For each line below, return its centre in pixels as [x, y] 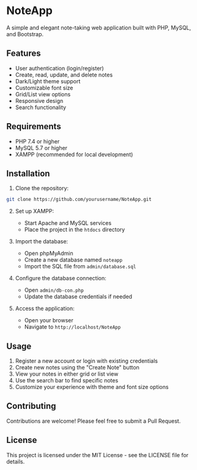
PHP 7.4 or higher [37, 141]
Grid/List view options [43, 94]
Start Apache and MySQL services [68, 223]
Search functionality [40, 107]
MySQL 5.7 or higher [41, 148]
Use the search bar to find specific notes [67, 381]
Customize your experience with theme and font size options [92, 387]
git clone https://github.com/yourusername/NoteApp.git [79, 200]
